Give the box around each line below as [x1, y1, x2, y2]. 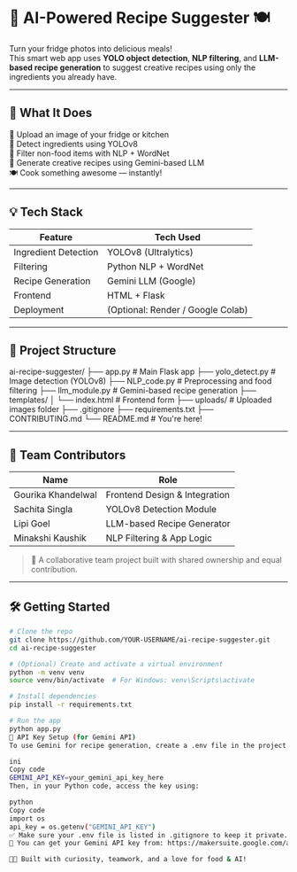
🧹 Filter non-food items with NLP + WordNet [9, 148, 170, 159]
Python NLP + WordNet [107, 260, 204, 272]
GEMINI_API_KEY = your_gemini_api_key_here [9, 774, 164, 782]
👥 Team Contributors [9, 448, 126, 463]
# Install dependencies [9, 692, 97, 701]
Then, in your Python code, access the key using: [9, 782, 200, 790]
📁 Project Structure [9, 343, 117, 358]
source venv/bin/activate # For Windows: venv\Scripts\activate [9, 676, 255, 685]
